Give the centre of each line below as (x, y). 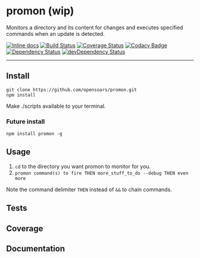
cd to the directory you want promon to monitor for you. (83, 166)
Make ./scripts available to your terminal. (56, 106)
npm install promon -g (34, 134)
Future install (26, 122)
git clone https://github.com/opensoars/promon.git (71, 90)
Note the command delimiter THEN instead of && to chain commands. (89, 189)
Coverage (25, 229)
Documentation (36, 249)
